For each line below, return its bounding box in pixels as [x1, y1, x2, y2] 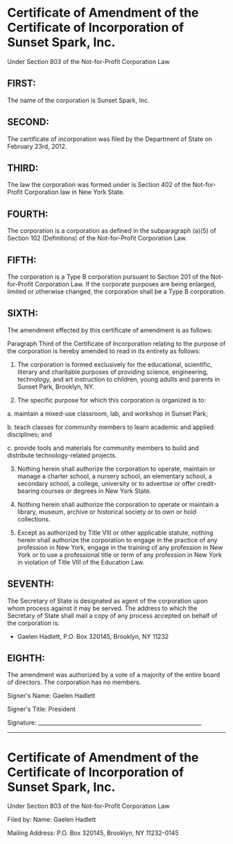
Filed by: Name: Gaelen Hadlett [7, 815, 96, 824]
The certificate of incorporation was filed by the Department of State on [7, 134, 213, 143]
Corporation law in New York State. [24, 188, 125, 196]
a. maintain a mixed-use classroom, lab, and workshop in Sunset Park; [7, 409, 208, 418]
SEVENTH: [7, 578, 54, 590]
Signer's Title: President [7, 705, 76, 713]
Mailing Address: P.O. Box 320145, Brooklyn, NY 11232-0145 [7, 829, 179, 837]
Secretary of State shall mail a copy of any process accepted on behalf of [7, 611, 218, 619]
